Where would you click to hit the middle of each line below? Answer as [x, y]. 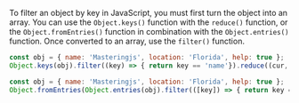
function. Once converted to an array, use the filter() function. [127, 41]
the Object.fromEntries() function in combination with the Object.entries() [149, 32]
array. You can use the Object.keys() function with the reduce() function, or [149, 22]
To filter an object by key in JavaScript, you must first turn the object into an [148, 13]
